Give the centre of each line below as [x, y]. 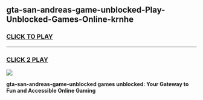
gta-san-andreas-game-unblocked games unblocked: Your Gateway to [98, 84]
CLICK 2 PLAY [27, 59]
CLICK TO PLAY [30, 37]
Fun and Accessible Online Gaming [51, 90]
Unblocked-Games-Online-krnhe [70, 20]
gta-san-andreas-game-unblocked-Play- [86, 10]
